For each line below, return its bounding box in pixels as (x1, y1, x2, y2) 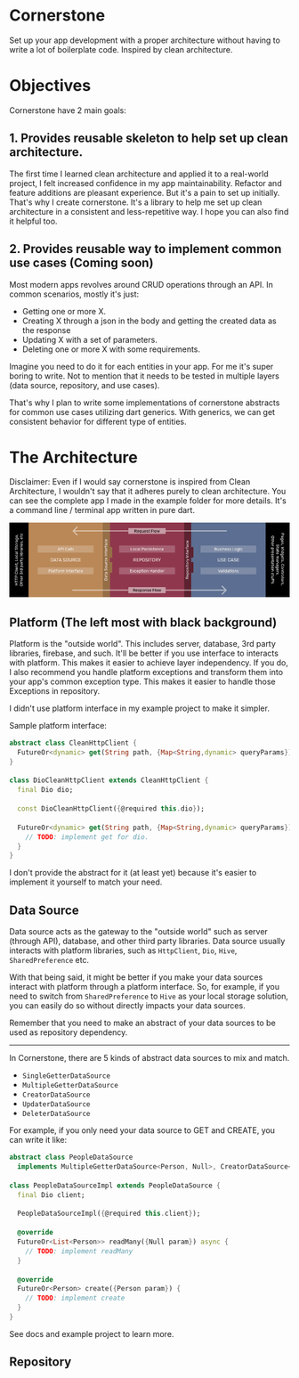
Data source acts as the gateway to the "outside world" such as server (9, 926, 269, 937)
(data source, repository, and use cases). (9, 379, 160, 390)
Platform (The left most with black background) (9, 615, 278, 630)
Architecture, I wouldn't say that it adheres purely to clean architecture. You (9, 486, 287, 497)
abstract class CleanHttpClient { (9, 738, 138, 747)
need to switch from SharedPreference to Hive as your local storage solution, (9, 991, 289, 1002)
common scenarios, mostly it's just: (9, 289, 140, 299)
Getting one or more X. (21, 306, 107, 316)
